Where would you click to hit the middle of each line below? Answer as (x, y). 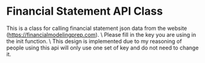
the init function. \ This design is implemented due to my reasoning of (94, 41)
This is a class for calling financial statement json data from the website (97, 28)
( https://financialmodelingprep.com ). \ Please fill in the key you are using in (101, 34)
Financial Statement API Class (85, 11)
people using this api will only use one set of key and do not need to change (102, 48)
